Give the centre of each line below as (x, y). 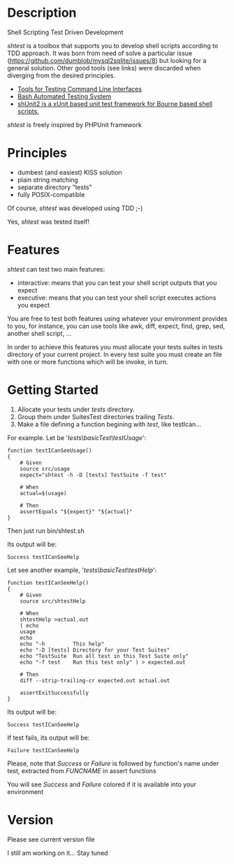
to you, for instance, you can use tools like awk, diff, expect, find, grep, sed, (116, 325)
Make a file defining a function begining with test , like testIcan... (109, 424)
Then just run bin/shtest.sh (46, 530)
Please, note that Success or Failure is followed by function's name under (113, 763)
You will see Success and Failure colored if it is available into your (102, 784)
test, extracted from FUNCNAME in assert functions (82, 770)
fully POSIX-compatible (51, 194)
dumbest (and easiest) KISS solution (70, 172)
